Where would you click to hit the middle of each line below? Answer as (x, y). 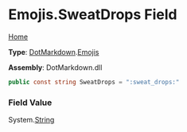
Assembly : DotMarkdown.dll (55, 67)
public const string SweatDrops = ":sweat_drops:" (94, 82)
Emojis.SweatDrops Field (93, 15)
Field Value (30, 103)
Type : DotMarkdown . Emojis (54, 52)
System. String (31, 120)
